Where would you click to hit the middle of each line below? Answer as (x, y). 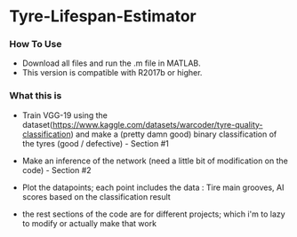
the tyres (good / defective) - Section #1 (95, 143)
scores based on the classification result (96, 196)
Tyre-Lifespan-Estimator (103, 16)
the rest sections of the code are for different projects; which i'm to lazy (154, 214)
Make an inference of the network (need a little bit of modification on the (155, 161)
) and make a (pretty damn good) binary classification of (174, 134)
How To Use (36, 44)
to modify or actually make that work (89, 223)
